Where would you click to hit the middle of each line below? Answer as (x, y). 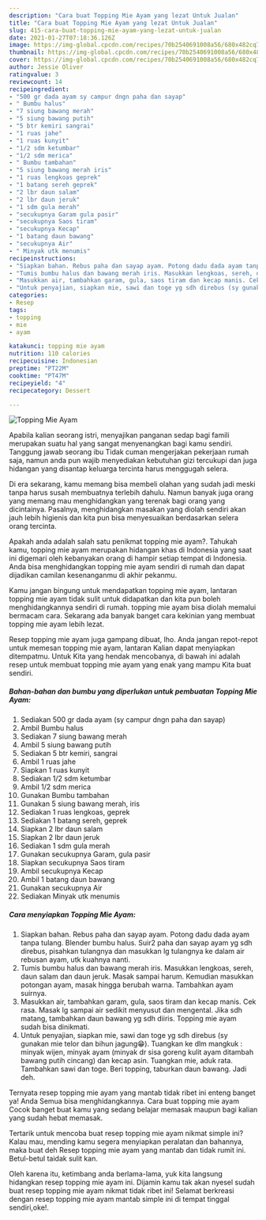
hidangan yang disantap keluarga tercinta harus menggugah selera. (119, 469)
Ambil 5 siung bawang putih (66, 745)
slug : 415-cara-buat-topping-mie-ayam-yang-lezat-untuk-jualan (115, 30)
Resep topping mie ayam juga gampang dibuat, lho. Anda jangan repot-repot (133, 640)
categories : (28, 295)
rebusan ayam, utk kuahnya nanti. (75, 960)
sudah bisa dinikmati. (55, 1027)
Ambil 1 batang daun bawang (67, 880)
